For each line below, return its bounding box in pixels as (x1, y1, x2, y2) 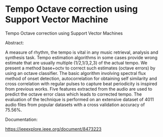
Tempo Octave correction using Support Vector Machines (5, 30, 123, 36)
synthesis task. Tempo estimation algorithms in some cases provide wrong (5, 54, 158, 60)
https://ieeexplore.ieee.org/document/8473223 (5, 126, 102, 132)
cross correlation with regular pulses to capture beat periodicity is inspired (5, 80, 158, 87)
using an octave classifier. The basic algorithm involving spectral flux (5, 70, 146, 76)
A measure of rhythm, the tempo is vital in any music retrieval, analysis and (5, 49, 159, 55)
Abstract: (5, 39, 24, 45)
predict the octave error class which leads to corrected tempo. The (5, 91, 142, 97)
